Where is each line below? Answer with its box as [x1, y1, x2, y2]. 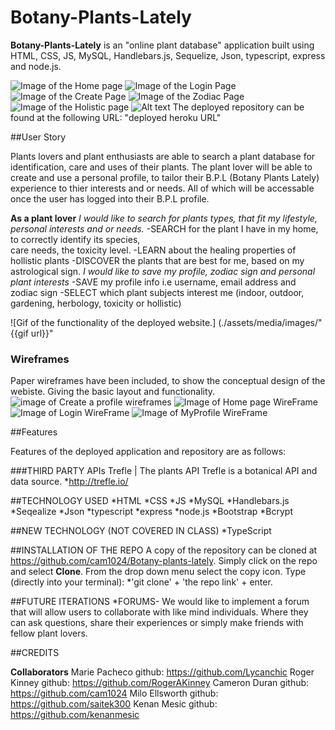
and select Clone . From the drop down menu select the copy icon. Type [10, 566, 307, 578]
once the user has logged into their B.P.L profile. [10, 192, 210, 205]
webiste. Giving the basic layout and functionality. [10, 386, 216, 398]
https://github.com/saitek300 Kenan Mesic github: [10, 698, 218, 710]
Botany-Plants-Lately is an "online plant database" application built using [10, 39, 315, 51]
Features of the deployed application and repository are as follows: [10, 446, 287, 458]
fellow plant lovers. [10, 627, 88, 640]
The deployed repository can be [172, 101, 305, 113]
